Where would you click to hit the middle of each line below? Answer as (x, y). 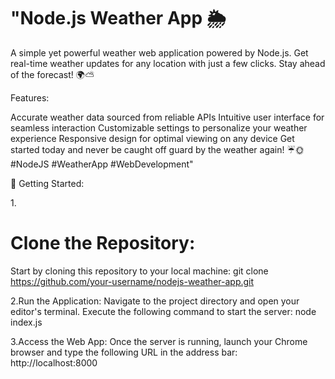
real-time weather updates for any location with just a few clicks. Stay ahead (168, 63)
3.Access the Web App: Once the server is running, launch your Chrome (159, 341)
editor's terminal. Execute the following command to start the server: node (163, 311)
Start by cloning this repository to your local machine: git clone (139, 271)
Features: (30, 97)
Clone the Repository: (103, 243)
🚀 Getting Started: (47, 183)
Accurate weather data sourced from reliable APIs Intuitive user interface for (167, 117)
